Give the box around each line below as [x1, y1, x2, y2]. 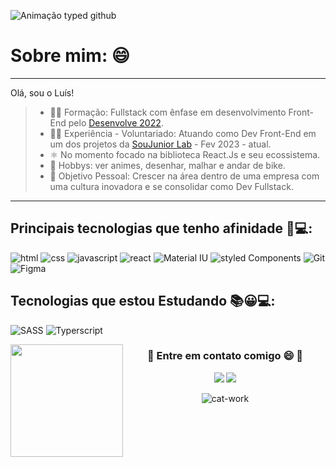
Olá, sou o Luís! [10, 86, 75, 99]
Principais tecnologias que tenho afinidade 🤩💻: [10, 220, 313, 237]
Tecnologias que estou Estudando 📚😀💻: [10, 293, 276, 310]
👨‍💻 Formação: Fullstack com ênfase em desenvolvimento [49, 106, 287, 118]
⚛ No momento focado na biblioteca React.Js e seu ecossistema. [49, 148, 321, 160]
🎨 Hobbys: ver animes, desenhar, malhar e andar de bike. [49, 159, 286, 171]
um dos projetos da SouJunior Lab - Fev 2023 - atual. [49, 138, 272, 150]
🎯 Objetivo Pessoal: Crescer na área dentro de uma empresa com [49, 170, 320, 182]
